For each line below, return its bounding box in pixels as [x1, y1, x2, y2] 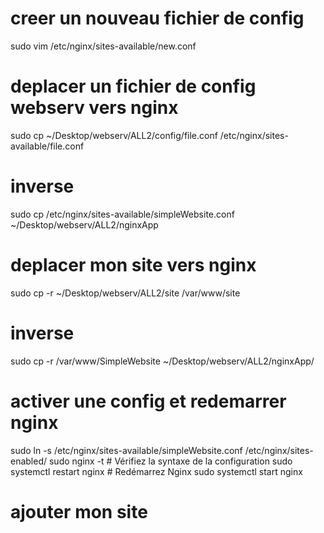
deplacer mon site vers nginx [10, 254, 257, 276]
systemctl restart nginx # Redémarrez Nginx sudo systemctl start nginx [10, 465, 303, 477]
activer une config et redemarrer [10, 390, 287, 412]
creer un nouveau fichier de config [10, 7, 305, 30]
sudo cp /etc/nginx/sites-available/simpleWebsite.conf [10, 208, 235, 220]
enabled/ [10, 455, 48, 467]
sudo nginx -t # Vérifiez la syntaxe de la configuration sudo [48, 455, 293, 467]
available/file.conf [10, 140, 85, 152]
